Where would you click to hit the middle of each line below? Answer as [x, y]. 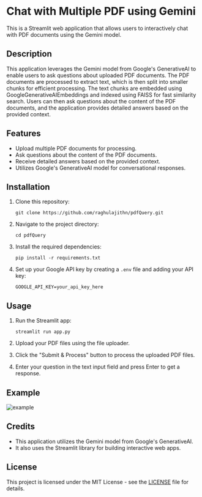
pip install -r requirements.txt [58, 258]
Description [29, 54]
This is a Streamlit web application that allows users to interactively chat [97, 28]
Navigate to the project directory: [57, 224]
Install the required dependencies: [58, 247]
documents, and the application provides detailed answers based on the [97, 108]
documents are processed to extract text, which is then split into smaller [97, 81]
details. [16, 488]
